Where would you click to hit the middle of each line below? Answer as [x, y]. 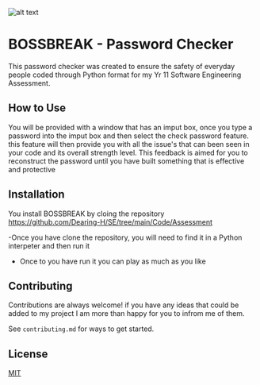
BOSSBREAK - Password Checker [121, 44]
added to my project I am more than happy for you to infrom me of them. [126, 314]
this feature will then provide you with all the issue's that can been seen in [129, 144]
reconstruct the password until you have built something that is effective [126, 161]
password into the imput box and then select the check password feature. [129, 136]
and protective [32, 169]
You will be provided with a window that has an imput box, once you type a [130, 127]
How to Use [37, 108]
